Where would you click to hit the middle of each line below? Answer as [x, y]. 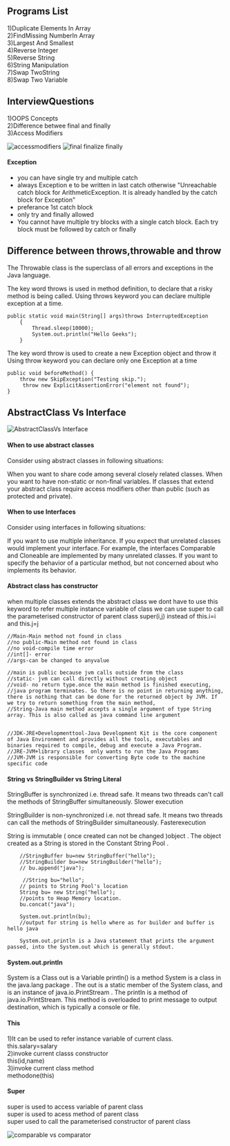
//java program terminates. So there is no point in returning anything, [116, 691]
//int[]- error [29, 654]
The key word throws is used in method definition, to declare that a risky [110, 288]
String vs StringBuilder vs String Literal [65, 779]
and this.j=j [23, 624]
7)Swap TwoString [33, 72]
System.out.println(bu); [55, 917]
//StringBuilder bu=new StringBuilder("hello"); [91, 862]
